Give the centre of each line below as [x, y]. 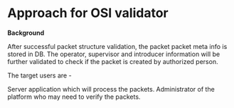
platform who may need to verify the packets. [74, 97]
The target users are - [40, 75]
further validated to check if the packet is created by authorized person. [113, 61]
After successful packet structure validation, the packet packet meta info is [117, 46]
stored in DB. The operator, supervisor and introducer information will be [114, 54]
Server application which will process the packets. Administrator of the [111, 89]
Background [26, 33]
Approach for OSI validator [88, 13]
